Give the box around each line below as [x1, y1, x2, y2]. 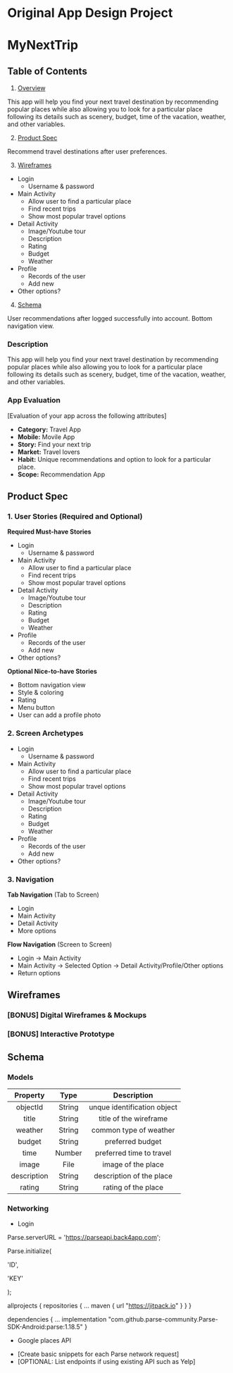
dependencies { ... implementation [7, 1315, 107, 1324]
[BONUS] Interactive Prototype [7, 1029, 115, 1039]
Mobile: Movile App [17, 432, 75, 441]
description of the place [94, 1171, 172, 1181]
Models [7, 1072, 34, 1082]
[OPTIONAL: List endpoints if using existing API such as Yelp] [17, 1357, 196, 1366]
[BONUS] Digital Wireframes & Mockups [7, 1010, 147, 1020]
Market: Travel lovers [17, 448, 80, 456]
